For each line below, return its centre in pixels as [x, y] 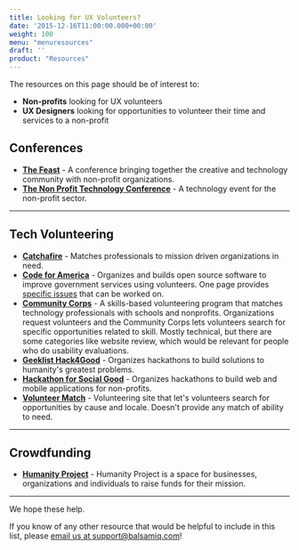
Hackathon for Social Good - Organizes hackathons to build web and [149, 378]
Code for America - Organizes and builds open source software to [144, 275]
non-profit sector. [54, 198]
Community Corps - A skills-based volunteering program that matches [152, 303]
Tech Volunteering [61, 235]
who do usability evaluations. [75, 350]
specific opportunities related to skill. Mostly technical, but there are [147, 331]
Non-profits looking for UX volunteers [92, 101]
